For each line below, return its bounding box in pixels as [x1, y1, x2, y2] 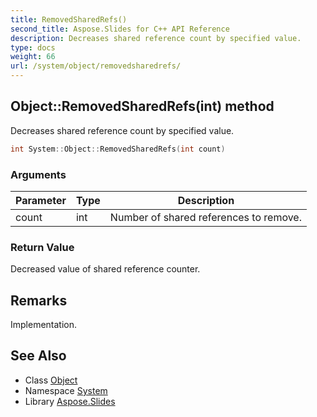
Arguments [10, 167, 67, 181]
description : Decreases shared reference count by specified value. [10, 33, 302, 43]
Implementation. [10, 319, 78, 331]
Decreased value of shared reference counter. [10, 263, 201, 275]
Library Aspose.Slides [24, 395, 116, 407]
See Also [10, 347, 67, 365]
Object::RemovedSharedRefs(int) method [10, 98, 275, 115]
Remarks [10, 292, 68, 309]
